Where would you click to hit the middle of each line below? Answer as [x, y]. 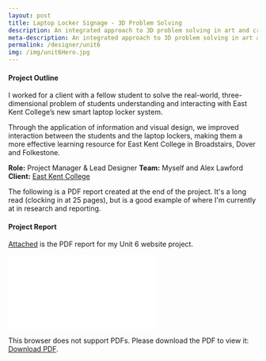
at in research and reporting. [55, 209]
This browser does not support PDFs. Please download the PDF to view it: [129, 340]
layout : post [30, 15]
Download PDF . [34, 349]
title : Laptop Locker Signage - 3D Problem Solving [95, 23]
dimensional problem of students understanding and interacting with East [128, 104]
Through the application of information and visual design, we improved [123, 127]
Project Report [32, 226]
